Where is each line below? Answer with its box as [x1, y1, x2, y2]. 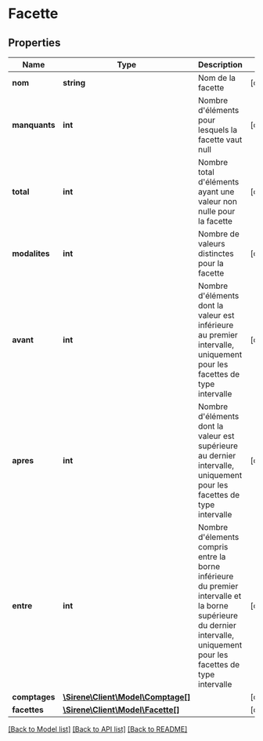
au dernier [198, 451, 236, 461]
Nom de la [198, 72, 236, 83]
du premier [198, 581, 239, 591]
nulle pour [198, 206, 236, 217]
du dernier [198, 620, 236, 630]
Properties [8, 36, 61, 49]
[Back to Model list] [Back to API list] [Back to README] [8, 725, 188, 734]
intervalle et [198, 590, 242, 601]
